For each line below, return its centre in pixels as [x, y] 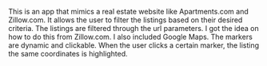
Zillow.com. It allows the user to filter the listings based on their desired [126, 20]
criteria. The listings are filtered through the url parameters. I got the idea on [133, 28]
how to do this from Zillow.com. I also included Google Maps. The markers [131, 37]
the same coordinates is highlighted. [68, 54]
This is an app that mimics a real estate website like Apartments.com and [129, 12]
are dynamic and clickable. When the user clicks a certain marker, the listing [134, 45]
